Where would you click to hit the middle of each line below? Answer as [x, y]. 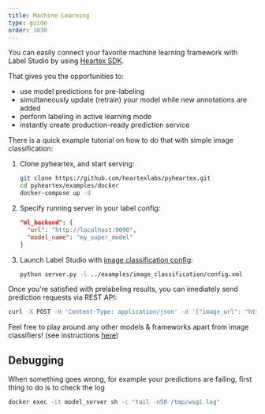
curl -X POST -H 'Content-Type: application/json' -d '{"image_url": [125, 312]
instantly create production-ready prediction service [105, 125]
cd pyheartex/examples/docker [69, 186]
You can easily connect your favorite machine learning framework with [123, 53]
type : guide [28, 23]
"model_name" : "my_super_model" [80, 237]
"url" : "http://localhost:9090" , [82, 229]
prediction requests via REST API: [63, 297]
